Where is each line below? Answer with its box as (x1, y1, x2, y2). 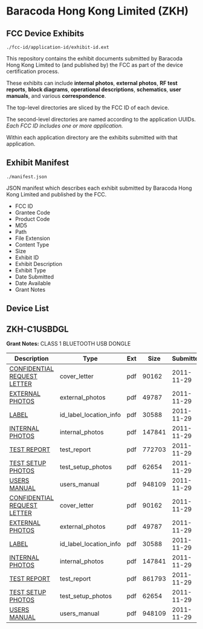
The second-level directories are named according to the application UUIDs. (6, 116, 196, 123)
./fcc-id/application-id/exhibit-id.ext (6, 44, 110, 50)
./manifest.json (6, 173, 47, 179)
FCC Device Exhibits (6, 28, 85, 39)
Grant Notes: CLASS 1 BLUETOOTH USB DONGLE (6, 340, 131, 347)
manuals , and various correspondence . (6, 92, 106, 99)
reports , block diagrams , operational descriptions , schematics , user (6, 86, 181, 93)
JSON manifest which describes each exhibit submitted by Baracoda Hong (6, 184, 192, 192)
